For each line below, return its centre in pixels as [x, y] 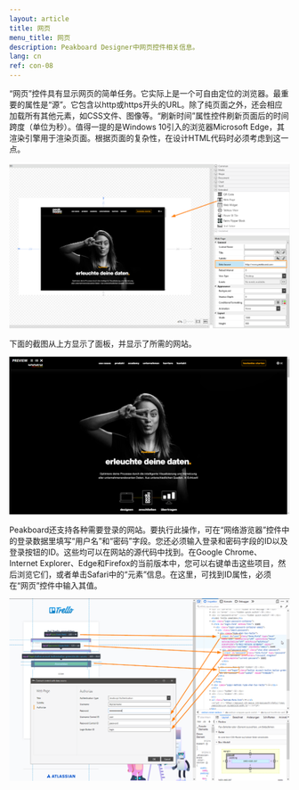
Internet [24, 564]
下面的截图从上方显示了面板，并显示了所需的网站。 [103, 343]
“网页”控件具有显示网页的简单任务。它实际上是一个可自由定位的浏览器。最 [145, 93]
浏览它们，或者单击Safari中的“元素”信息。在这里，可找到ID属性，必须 [144, 574]
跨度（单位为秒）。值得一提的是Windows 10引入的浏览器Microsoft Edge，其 [147, 127]
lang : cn [25, 57]
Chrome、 [243, 552]
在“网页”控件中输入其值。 [56, 586]
